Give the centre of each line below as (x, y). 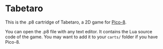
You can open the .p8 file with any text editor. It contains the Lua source (79, 31)
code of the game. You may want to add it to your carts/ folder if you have (81, 37)
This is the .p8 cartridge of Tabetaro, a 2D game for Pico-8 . (66, 22)
